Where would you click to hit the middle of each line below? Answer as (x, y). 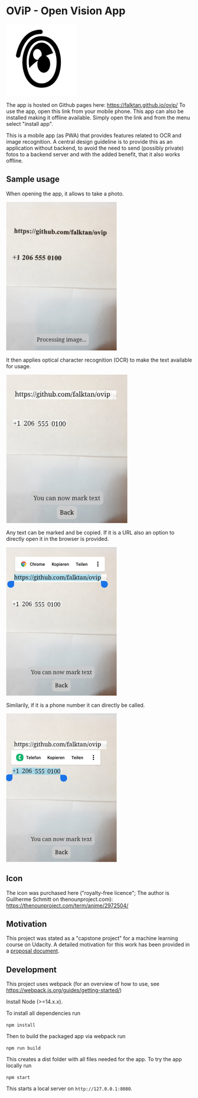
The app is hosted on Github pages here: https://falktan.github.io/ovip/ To (96, 105)
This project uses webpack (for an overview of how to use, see (83, 984)
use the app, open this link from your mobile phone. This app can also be (95, 111)
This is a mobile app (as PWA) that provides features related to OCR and (94, 135)
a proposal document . (33, 951)
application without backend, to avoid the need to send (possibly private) (95, 148)
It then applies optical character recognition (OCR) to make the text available (99, 360)
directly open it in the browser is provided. (58, 539)
